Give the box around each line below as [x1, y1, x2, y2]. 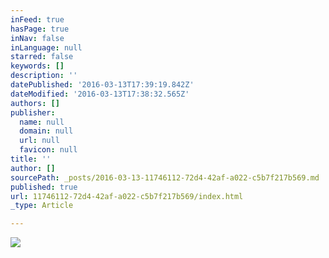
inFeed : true [10, 14, 65, 25]
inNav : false [10, 33, 65, 43]
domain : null [19, 126, 74, 136]
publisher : [10, 107, 56, 118]
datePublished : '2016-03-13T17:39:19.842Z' [10, 80, 195, 90]
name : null [19, 117, 65, 127]
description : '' [10, 71, 78, 81]
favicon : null [19, 145, 78, 155]
